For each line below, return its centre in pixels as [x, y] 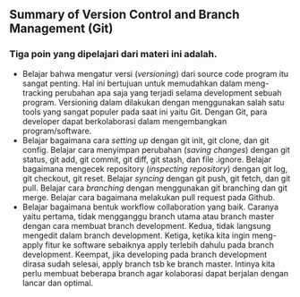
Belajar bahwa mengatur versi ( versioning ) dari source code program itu [155, 73]
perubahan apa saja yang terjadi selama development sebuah [168, 92]
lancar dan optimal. [58, 283]
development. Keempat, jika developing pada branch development [145, 254]
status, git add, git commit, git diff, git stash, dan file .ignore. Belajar [146, 159]
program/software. [57, 131]
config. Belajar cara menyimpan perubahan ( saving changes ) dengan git [156, 149]
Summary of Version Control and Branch [124, 15]
